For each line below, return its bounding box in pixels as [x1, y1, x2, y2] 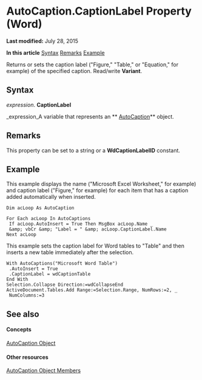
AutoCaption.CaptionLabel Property [6, 4, 192, 18]
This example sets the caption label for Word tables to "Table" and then [6, 242, 185, 250]
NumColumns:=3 [8, 292, 45, 299]
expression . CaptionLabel [6, 101, 72, 108]
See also [6, 309, 39, 319]
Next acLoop [6, 232, 36, 238]
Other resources [6, 353, 49, 361]
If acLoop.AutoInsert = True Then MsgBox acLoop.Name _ [8, 221, 153, 227]
